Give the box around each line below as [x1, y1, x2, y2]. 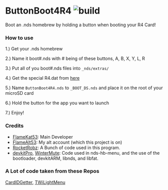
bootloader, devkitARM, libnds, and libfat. [12, 155, 98, 161]
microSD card [5, 90, 34, 96]
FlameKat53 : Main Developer [12, 134, 73, 140]
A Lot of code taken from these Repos [5, 168, 99, 175]
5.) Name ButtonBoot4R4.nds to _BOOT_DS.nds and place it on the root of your [5, 85, 163, 91]
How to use [5, 34, 34, 41]
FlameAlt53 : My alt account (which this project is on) [12, 139, 123, 145]
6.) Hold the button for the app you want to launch [5, 100, 109, 106]
